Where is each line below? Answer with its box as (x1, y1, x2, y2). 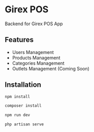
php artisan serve (5, 122, 44, 127)
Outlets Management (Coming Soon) (12, 65, 90, 71)
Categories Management (12, 60, 65, 66)
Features (5, 35, 34, 44)
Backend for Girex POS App (5, 21, 63, 27)
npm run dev (5, 112, 30, 118)
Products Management (12, 54, 61, 61)
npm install (5, 94, 30, 99)
